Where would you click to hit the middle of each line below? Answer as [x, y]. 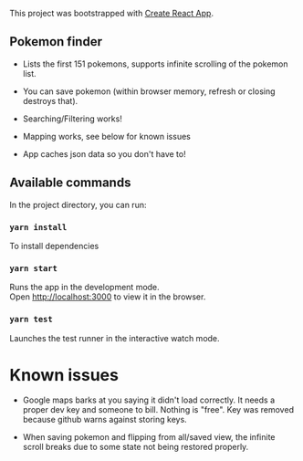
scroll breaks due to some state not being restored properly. [136, 447]
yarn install [38, 227]
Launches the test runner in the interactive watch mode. [115, 338]
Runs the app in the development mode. [84, 288]
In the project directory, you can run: [78, 204]
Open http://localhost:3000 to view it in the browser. [108, 297]
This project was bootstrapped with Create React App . [112, 13]
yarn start [33, 268]
